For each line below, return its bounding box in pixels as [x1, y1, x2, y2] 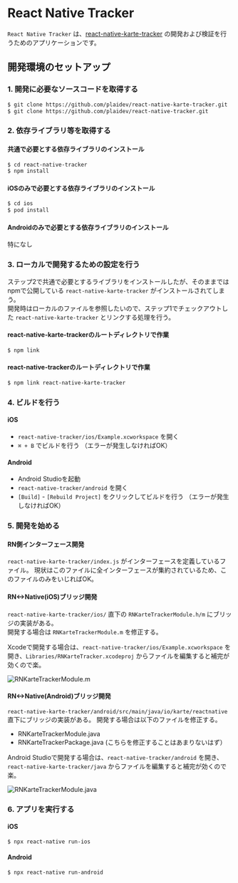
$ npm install [7, 167, 50, 175]
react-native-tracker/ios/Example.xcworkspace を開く [17, 432, 180, 441]
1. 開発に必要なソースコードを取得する [7, 84, 139, 94]
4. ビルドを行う [7, 397, 61, 407]
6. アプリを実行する [7, 804, 75, 814]
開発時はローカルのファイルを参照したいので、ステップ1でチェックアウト [7, 304, 222, 313]
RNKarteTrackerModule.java [17, 729, 101, 738]
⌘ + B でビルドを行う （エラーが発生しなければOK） [17, 441, 172, 449]
